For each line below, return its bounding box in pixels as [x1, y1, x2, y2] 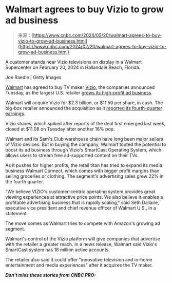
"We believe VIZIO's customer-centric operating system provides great [5, 188, 156, 195]
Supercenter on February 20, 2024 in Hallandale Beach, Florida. [5, 64, 141, 70]
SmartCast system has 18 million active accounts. [5, 247, 110, 253]
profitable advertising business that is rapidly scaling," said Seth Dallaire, [5, 199, 159, 205]
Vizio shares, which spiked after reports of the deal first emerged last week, [5, 120, 166, 126]
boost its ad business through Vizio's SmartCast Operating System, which [5, 146, 162, 153]
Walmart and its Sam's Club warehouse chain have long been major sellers [5, 136, 163, 142]
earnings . [5, 110, 26, 117]
